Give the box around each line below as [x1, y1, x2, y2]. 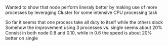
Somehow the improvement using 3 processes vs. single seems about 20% [5, 24, 163, 30]
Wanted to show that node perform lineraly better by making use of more [5, 4, 157, 10]
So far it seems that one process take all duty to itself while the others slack [5, 19, 163, 25]
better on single [5, 35, 38, 41]
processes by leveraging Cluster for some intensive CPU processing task [5, 9, 158, 15]
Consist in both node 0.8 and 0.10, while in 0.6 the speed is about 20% [5, 30, 152, 35]
